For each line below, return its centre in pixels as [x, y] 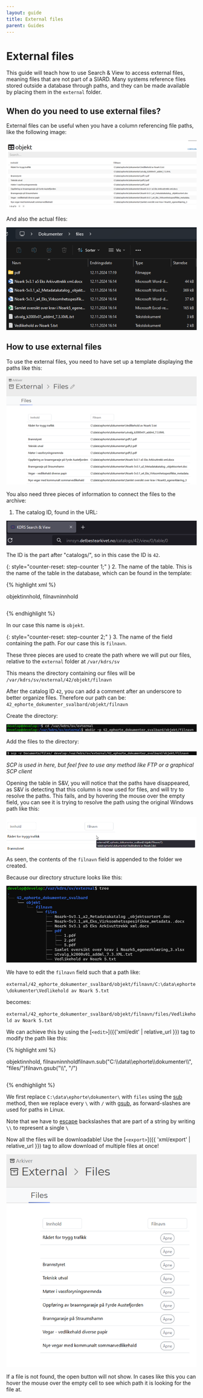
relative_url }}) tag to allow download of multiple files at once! [82, 1146]
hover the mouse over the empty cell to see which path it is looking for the [99, 1383]
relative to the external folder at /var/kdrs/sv [63, 661]
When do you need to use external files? [84, 111]
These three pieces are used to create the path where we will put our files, [99, 655]
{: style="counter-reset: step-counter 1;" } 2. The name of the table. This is [99, 566]
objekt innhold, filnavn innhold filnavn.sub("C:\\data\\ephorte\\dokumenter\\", [99, 1062]
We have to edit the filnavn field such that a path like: [73, 972]
